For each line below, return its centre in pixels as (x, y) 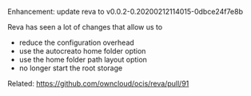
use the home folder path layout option (83, 60)
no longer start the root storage (71, 68)
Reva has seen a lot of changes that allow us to (85, 27)
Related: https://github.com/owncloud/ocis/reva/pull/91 (98, 84)
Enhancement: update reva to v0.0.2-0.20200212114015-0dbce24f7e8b (125, 12)
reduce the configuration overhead (77, 42)
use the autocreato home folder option (82, 51)
